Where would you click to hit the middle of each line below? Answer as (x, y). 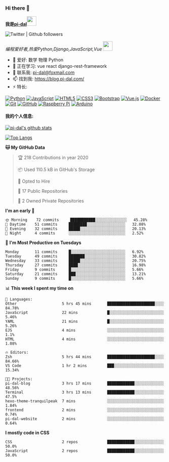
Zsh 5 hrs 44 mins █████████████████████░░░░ (85, 357)
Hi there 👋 (18, 8)
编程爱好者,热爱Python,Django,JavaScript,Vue (54, 49)
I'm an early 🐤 (20, 211)
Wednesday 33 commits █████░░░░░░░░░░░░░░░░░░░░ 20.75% (75, 261)
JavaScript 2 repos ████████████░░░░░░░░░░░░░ (85, 451)
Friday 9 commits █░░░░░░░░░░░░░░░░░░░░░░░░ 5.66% (74, 269)
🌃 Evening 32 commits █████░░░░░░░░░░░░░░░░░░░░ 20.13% (75, 229)
